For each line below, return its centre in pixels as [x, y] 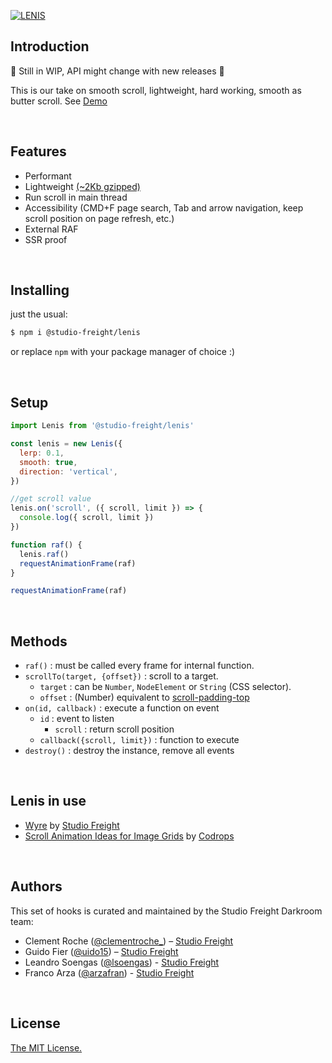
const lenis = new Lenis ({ [66, 444]
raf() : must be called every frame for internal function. [139, 666]
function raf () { [46, 545]
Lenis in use [48, 801]
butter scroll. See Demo [59, 101]
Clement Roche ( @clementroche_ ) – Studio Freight [129, 941]
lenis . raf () [44, 554]
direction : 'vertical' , [68, 471]
